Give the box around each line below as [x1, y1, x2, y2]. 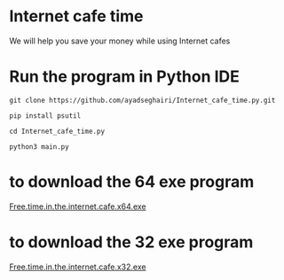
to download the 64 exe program [9, 172, 255, 192]
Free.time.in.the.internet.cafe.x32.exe [9, 261, 146, 272]
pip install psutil [9, 111, 82, 121]
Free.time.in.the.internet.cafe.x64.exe [9, 201, 146, 212]
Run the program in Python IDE [9, 66, 240, 87]
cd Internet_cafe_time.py [9, 127, 105, 136]
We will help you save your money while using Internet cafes [9, 35, 231, 46]
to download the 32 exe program [9, 232, 254, 252]
